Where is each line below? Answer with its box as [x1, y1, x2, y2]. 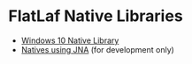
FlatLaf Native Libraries [8, 6, 183, 26]
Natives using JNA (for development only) [20, 44, 174, 54]
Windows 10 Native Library [20, 35, 119, 46]
